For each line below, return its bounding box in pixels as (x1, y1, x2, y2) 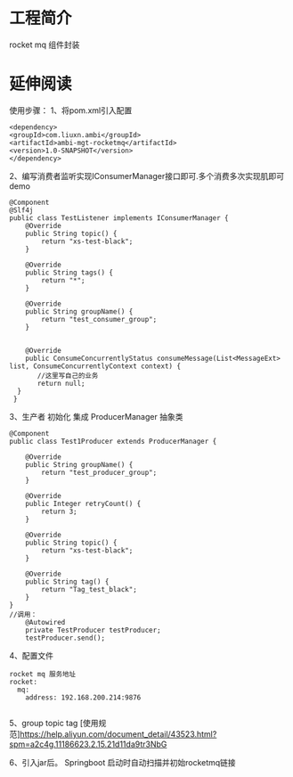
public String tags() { (25, 268, 114, 277)
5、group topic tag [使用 (9, 717, 99, 728)
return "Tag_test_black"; (41, 585, 138, 593)
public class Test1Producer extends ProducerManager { (9, 437, 217, 446)
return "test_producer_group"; (41, 468, 158, 477)
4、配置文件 (9, 650, 54, 660)
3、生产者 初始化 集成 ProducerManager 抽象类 (9, 411, 183, 421)
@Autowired (25, 618, 66, 626)
